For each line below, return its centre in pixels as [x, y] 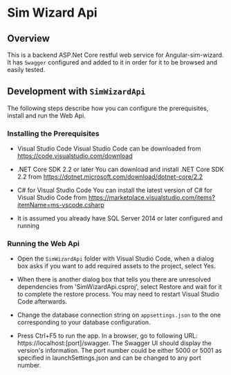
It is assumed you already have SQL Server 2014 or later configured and [120, 218]
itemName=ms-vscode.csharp [61, 205]
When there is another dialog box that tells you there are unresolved [114, 279]
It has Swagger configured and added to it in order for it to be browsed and [112, 62]
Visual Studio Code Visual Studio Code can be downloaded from [109, 149]
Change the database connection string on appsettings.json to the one [119, 315]
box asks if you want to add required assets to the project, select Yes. [117, 266]
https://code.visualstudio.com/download [75, 156]
